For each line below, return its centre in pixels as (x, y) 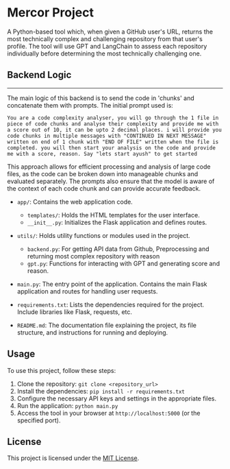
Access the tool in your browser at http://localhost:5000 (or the (108, 413)
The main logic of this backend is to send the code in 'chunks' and (101, 98)
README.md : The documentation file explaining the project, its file (107, 325)
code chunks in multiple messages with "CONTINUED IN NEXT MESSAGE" (107, 136)
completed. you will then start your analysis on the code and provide (111, 148)
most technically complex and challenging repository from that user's (105, 38)
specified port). (39, 420)
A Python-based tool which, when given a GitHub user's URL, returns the (110, 32)
